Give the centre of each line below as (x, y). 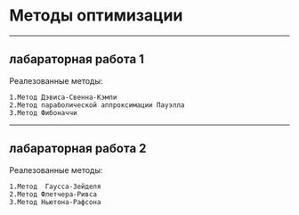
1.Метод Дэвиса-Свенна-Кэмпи (63, 97)
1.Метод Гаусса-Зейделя (55, 186)
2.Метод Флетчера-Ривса (53, 194)
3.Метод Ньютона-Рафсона (55, 202)
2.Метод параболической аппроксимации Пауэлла (97, 105)
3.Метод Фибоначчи (43, 112)
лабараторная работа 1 (77, 59)
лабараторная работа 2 (78, 149)
